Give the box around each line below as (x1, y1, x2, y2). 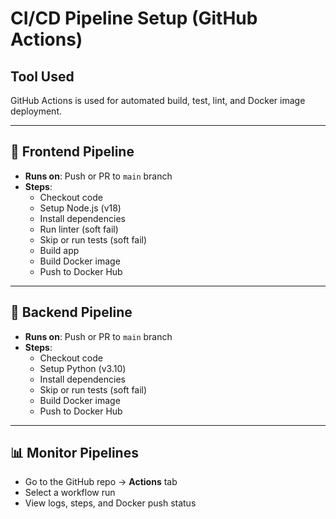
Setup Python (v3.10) (39, 362, 127, 374)
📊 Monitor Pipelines (10, 445, 139, 462)
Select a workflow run (24, 487, 116, 499)
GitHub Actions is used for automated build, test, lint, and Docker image (10, 95, 306, 106)
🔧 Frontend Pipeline (10, 143, 135, 161)
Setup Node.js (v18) (39, 202, 122, 214)
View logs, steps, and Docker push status (24, 497, 197, 509)
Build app (39, 244, 80, 256)
